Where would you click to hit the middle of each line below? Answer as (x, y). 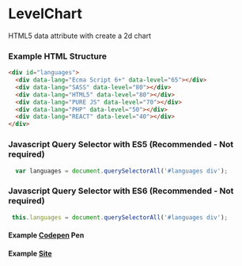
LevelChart (45, 14)
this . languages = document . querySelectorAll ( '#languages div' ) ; (119, 217)
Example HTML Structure (58, 56)
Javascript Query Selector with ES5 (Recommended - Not (121, 145)
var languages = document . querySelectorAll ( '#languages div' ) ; (121, 171)
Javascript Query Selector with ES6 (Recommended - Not (121, 191)
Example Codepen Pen (46, 235)
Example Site (30, 253)
